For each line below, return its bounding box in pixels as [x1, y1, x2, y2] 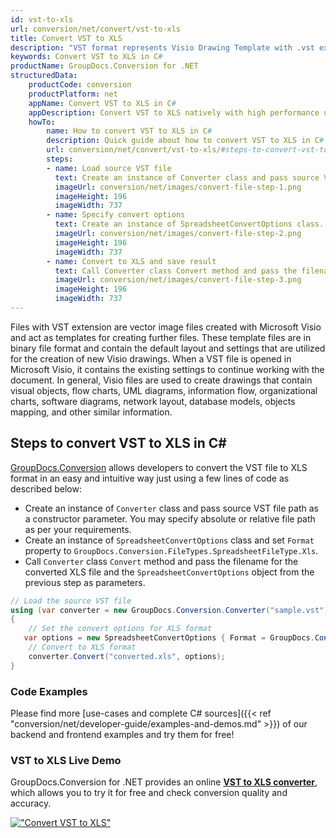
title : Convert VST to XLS [10, 33, 123, 43]
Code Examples [10, 684, 88, 698]
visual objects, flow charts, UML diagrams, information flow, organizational [10, 384, 318, 396]
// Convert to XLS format [28, 642, 137, 653]
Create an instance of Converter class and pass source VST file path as [24, 502, 319, 514]
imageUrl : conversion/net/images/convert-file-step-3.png [54, 275, 302, 285]
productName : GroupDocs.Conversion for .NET [10, 61, 199, 71]
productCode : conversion [28, 80, 132, 90]
